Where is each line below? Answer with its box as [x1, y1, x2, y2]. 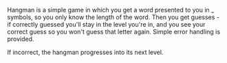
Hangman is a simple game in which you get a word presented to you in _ [7, 6, 215, 14]
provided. [7, 35, 34, 43]
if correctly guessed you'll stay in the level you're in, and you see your [7, 21, 206, 28]
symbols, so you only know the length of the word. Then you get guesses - [7, 13, 220, 21]
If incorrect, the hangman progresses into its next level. [7, 48, 164, 56]
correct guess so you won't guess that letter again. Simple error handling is [7, 27, 221, 36]
